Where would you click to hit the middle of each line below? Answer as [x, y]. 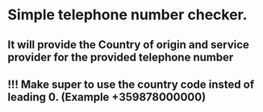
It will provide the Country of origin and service [128, 45]
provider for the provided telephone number [121, 57]
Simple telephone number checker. [127, 15]
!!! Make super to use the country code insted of [131, 84]
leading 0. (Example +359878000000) [107, 97]
